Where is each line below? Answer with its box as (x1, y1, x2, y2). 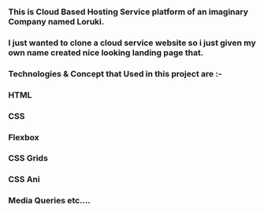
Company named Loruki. (8, 16, 105, 27)
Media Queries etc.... (8, 195, 91, 206)
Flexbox (8, 132, 39, 143)
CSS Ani (8, 174, 41, 185)
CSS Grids (8, 153, 49, 164)
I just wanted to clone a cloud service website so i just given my (8, 37, 256, 48)
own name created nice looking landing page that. (8, 46, 204, 58)
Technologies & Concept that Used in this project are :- (8, 68, 222, 79)
